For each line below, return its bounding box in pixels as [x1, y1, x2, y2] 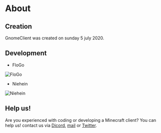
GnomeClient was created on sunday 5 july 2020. [5, 35, 104, 41]
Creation [5, 22, 32, 31]
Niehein [12, 81, 28, 86]
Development [5, 49, 47, 57]
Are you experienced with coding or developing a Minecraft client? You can [5, 117, 157, 123]
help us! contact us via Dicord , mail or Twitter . [5, 122, 97, 128]
